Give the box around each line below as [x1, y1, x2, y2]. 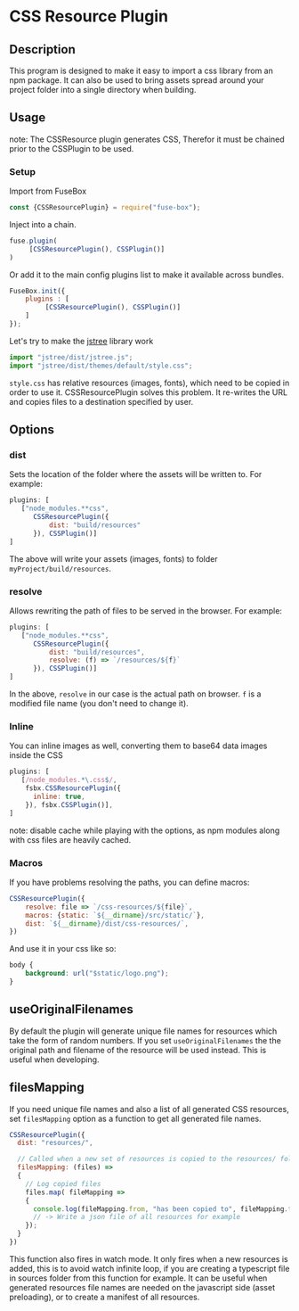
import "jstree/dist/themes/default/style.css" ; [9, 361, 193, 370]
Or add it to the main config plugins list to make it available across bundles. [9, 269, 285, 280]
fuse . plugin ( [9, 236, 58, 245]
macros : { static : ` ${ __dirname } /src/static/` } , [25, 911, 205, 919]
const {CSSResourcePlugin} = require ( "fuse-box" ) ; [9, 203, 201, 212]
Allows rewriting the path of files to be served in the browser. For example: [9, 605, 283, 616]
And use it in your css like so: [9, 944, 117, 954]
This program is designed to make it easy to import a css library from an [9, 65, 273, 76]
